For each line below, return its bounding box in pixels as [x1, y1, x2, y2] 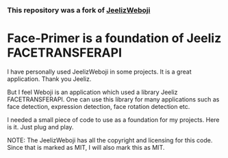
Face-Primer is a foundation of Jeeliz [7, 31, 222, 46]
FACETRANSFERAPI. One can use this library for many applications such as [7, 95, 220, 104]
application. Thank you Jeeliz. [7, 74, 92, 83]
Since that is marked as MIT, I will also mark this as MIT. [7, 143, 165, 151]
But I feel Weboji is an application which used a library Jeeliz [7, 88, 178, 96]
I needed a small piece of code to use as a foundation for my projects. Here [7, 115, 220, 124]
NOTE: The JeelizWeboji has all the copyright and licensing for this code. [7, 136, 213, 144]
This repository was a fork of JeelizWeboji [7, 5, 151, 15]
